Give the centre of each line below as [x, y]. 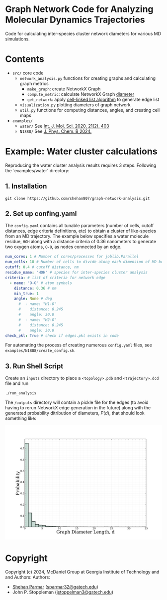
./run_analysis [21, 393]
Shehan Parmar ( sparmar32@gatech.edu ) [55, 587]
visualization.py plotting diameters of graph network [75, 105]
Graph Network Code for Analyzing [79, 9]
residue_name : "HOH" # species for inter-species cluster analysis [77, 273]
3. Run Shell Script [34, 366]
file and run [17, 383]
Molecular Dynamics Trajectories [75, 20]
